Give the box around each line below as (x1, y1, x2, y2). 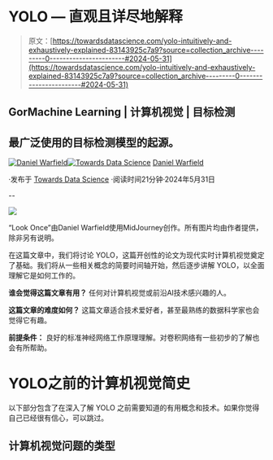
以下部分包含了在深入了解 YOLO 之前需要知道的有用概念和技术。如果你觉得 (8, 403, 260, 413)
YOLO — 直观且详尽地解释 (8, 7, 183, 26)
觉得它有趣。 (8, 315, 51, 326)
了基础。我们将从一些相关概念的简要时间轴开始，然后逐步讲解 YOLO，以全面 (8, 261, 265, 270)
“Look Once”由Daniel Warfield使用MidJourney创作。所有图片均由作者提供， (8, 223, 263, 233)
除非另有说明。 (8, 233, 58, 243)
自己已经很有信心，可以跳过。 (8, 413, 108, 423)
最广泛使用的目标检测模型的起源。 (8, 135, 180, 149)
